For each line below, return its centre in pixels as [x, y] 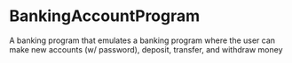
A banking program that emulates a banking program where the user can [142, 40]
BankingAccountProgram [105, 16]
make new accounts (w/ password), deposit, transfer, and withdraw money [146, 49]
